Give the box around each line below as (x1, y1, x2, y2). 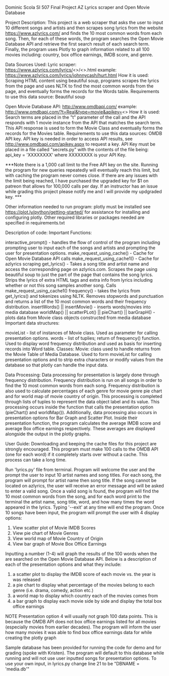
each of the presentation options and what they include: (5, 561, 122, 567)
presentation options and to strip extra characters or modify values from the (5, 356, 163, 363)
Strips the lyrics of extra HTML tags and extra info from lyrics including (5, 277, 153, 283)
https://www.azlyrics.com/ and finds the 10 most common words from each (5, 30, 162, 36)
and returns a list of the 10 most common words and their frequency (5, 298, 147, 304)
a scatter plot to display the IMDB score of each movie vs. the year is (12, 571, 156, 577)
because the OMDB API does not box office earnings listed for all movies (5, 619, 156, 624)
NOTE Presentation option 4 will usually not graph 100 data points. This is (5, 613, 158, 619)
